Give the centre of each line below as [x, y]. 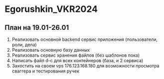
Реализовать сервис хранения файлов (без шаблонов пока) [76, 55]
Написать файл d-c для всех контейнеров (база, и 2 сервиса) [78, 60]
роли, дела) [24, 45]
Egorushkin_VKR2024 [51, 9]
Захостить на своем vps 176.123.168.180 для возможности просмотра [86, 66]
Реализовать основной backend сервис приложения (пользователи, [85, 39]
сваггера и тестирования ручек [46, 71]
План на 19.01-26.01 [37, 28]
